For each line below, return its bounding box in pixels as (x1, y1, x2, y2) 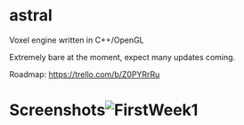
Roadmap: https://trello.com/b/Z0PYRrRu (9, 68, 160, 80)
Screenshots (9, 100, 106, 121)
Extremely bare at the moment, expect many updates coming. (9, 51, 236, 62)
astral (9, 5, 53, 26)
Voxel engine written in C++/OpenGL (9, 35, 144, 45)
